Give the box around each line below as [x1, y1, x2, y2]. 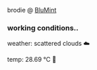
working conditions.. [7, 23, 79, 33]
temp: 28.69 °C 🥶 [7, 55, 57, 64]
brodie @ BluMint [7, 6, 57, 14]
